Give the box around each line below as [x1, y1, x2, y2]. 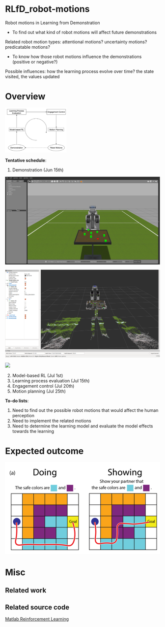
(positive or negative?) [12, 59, 58, 65]
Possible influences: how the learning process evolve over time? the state [5, 68, 154, 74]
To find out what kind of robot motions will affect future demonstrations [12, 29, 157, 35]
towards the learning [12, 428, 55, 434]
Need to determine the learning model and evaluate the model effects [12, 423, 153, 429]
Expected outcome [5, 445, 84, 457]
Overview [5, 91, 46, 102]
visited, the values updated [5, 73, 60, 79]
